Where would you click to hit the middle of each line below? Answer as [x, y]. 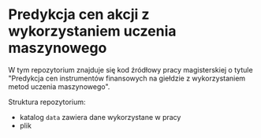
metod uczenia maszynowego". [59, 86]
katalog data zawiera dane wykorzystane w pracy [100, 117]
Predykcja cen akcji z [79, 15]
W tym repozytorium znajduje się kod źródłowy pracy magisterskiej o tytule [131, 69]
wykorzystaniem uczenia [92, 31]
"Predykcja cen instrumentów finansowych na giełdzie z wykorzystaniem [127, 78]
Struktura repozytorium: [47, 102]
